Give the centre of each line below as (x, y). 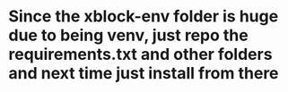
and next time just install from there (144, 74)
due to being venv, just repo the (128, 35)
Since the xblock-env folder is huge (144, 17)
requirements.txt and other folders (140, 54)
